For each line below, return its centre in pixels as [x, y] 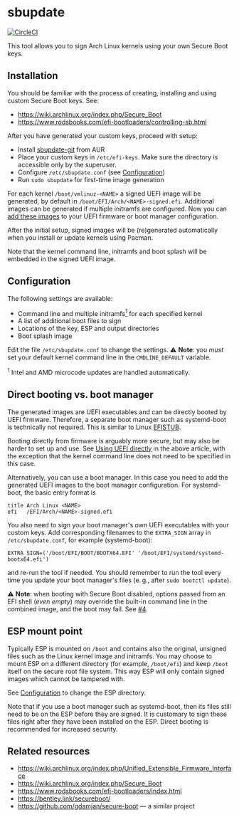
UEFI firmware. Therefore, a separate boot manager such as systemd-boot [117, 419]
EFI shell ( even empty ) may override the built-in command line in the [107, 601]
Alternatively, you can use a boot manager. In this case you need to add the [118, 477]
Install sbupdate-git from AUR [61, 149]
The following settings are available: [60, 298]
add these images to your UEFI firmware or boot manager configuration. [113, 216]
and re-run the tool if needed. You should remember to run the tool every [115, 572]
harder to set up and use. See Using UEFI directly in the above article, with [116, 448]
